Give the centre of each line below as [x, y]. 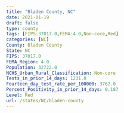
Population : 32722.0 [32, 67]
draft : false [22, 23]
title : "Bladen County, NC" [41, 12]
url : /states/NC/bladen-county [45, 100]
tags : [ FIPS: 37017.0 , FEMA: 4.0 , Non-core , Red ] [62, 34]
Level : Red [20, 95]
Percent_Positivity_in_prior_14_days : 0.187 [62, 90]
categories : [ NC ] [28, 39]
